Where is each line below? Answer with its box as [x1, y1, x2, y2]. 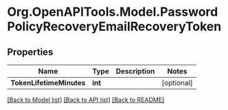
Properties [7, 46, 54, 58]
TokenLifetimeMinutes [10, 78, 86, 87]
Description [115, 67, 155, 76]
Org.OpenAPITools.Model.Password [7, 4, 218, 20]
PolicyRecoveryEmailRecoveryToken [7, 19, 222, 34]
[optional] [161, 78, 194, 87]
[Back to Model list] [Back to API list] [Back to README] [7, 96, 165, 104]
